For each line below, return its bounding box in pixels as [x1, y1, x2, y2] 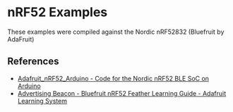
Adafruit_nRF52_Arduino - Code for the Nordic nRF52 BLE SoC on [17, 74, 210, 82]
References [7, 56, 59, 68]
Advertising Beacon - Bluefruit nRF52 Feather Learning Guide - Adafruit [17, 89, 227, 97]
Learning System [17, 97, 67, 105]
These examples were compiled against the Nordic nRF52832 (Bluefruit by [7, 27, 225, 36]
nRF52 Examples [7, 4, 108, 20]
